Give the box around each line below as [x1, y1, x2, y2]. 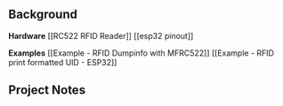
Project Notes [8, 83, 86, 98]
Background [8, 7, 77, 22]
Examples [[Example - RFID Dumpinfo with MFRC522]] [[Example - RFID [8, 48, 275, 58]
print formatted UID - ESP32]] [8, 57, 117, 67]
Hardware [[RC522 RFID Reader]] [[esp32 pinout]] [8, 30, 194, 41]
